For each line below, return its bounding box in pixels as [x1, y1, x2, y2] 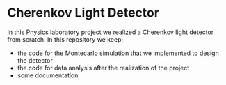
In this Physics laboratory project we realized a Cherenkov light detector [7, 28, 214, 36]
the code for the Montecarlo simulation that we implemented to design [17, 49, 219, 57]
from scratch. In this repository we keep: [7, 35, 124, 43]
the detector [17, 56, 54, 64]
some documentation [17, 71, 79, 79]
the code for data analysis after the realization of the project [17, 63, 190, 72]
